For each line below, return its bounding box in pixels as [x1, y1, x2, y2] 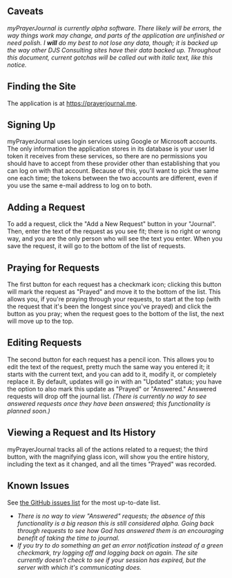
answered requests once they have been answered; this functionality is [7, 399, 211, 407]
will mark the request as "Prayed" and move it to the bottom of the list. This [7, 288, 221, 296]
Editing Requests [7, 337, 82, 348]
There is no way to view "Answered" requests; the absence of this [17, 512, 206, 520]
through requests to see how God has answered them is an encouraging [17, 526, 224, 534]
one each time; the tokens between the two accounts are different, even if [7, 174, 217, 183]
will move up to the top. [7, 317, 74, 326]
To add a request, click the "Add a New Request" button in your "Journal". [7, 220, 216, 228]
